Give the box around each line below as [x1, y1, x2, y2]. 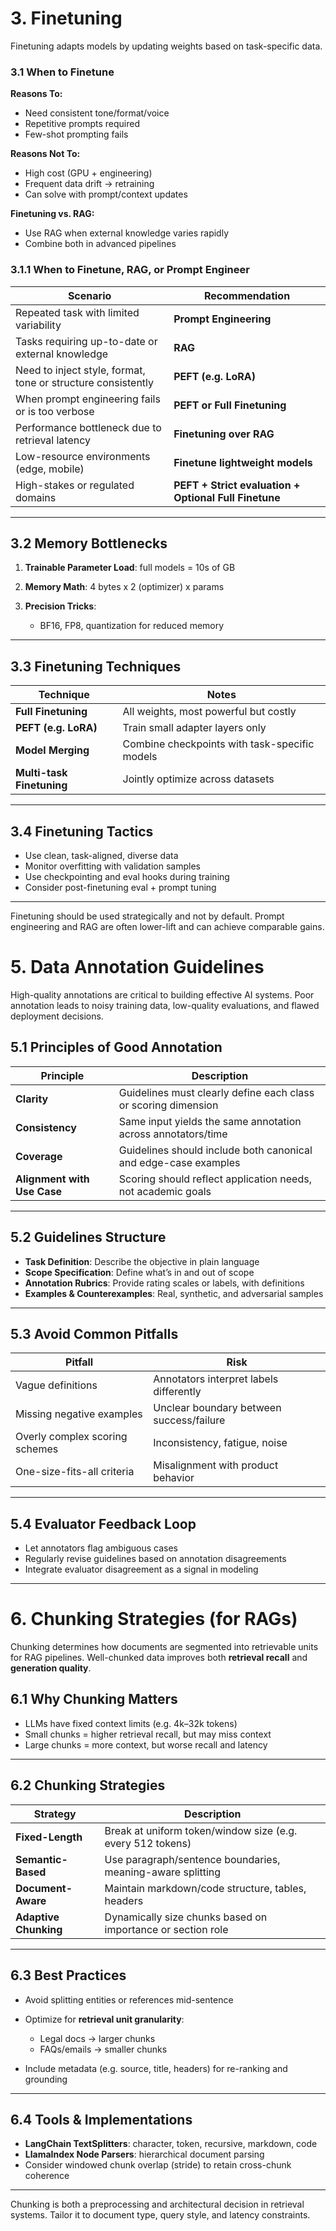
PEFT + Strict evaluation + [173, 478, 301, 492]
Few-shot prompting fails [24, 128, 129, 141]
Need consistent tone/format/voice [24, 107, 170, 119]
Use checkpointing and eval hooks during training [24, 870, 230, 882]
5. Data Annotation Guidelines [10, 956, 265, 979]
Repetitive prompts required [24, 118, 140, 130]
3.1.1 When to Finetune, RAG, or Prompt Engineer [10, 263, 250, 277]
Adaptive [15, 1910, 60, 1924]
